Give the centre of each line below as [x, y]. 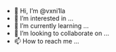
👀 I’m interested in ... [44, 18]
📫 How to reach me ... [46, 41]
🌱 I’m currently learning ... [51, 26]
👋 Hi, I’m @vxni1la [39, 11]
